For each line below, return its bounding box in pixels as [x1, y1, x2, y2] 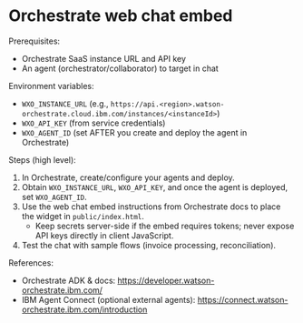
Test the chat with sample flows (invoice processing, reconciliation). [21, 239, 277, 250]
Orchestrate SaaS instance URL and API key [21, 53, 187, 64]
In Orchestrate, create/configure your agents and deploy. [21, 172, 235, 183]
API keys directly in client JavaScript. [34, 229, 174, 241]
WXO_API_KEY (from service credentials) [21, 117, 166, 128]
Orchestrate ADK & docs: [21, 275, 116, 286]
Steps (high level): [8, 154, 76, 165]
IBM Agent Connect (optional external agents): [21, 294, 196, 305]
